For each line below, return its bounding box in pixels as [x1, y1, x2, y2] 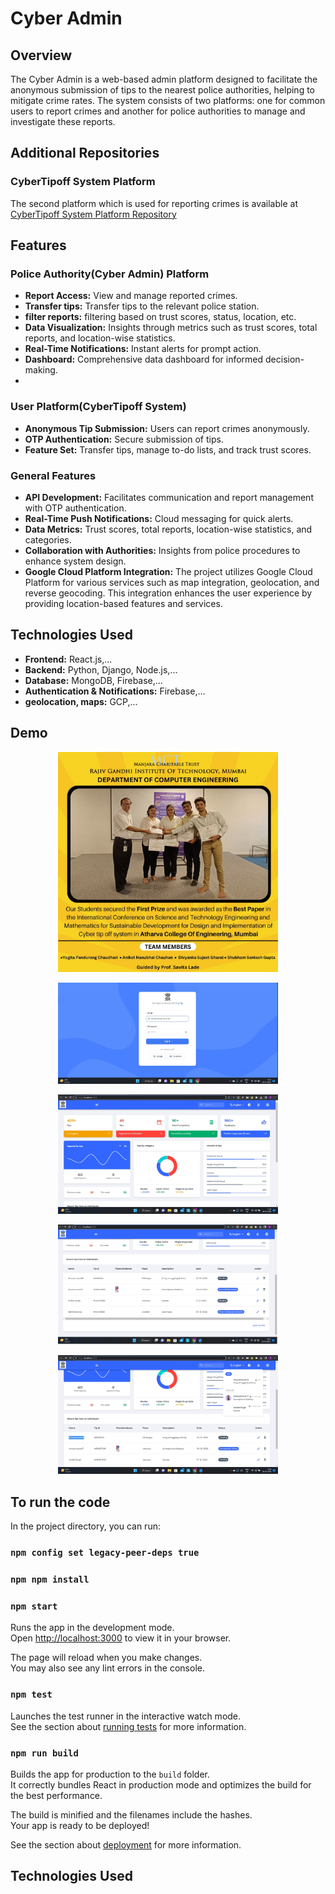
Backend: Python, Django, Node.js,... [24, 663, 178, 676]
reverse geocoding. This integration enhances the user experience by [24, 587, 313, 599]
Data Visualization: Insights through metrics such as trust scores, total [24, 322, 318, 334]
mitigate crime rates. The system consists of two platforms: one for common [10, 95, 326, 106]
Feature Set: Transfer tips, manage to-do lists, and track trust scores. [24, 443, 312, 456]
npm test [10, 1689, 53, 1701]
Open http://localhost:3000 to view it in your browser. [10, 1632, 232, 1644]
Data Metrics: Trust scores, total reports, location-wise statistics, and [24, 523, 313, 535]
